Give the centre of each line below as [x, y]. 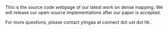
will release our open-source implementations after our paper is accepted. [83, 12]
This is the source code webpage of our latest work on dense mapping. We [84, 7]
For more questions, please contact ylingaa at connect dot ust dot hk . [79, 22]
